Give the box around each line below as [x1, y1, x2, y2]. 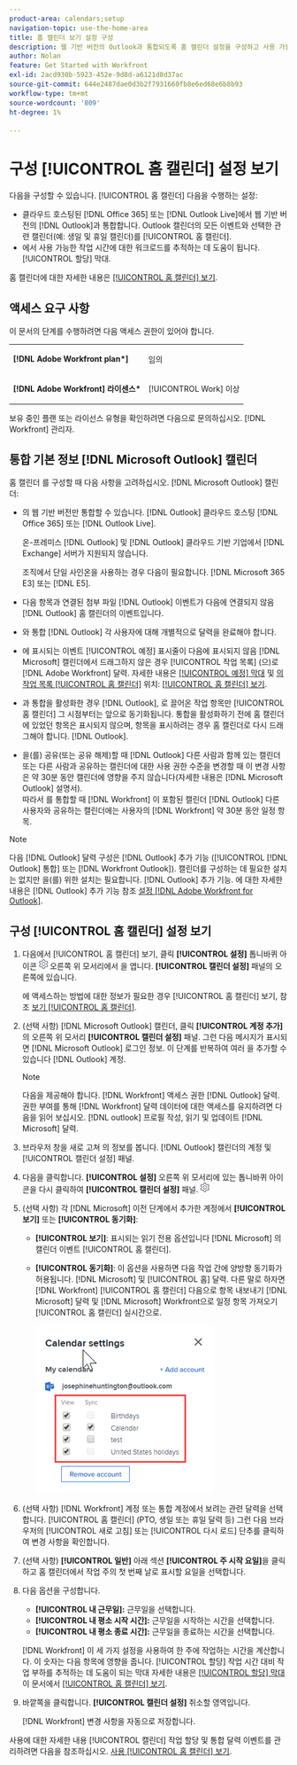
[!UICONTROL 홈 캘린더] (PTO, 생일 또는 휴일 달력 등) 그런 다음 [48, 1514, 268, 1525]
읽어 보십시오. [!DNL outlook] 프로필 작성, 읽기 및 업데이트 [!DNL [38, 1113, 263, 1123]
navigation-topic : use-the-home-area [9, 23, 148, 33]
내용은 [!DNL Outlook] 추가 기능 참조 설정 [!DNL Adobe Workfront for [9, 886, 254, 896]
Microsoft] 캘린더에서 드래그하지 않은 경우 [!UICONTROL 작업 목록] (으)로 [21, 657, 279, 668]
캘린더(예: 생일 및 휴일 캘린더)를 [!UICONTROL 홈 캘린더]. [31, 231, 232, 242]
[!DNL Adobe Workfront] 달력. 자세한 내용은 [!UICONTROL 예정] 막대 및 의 [21, 668, 285, 678]
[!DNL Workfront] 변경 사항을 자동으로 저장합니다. [21, 1716, 196, 1727]
